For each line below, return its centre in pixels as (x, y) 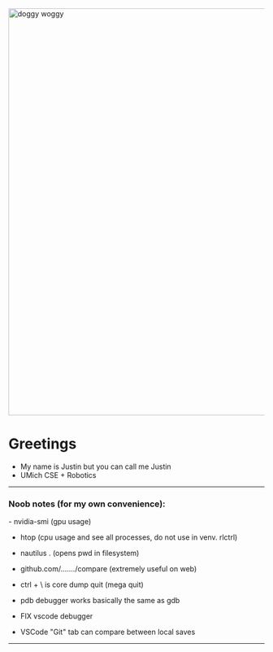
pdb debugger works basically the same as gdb (100, 601)
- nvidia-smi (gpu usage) (50, 522)
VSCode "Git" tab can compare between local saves (108, 632)
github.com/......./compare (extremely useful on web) (108, 569)
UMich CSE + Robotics (58, 475)
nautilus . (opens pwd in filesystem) (80, 554)
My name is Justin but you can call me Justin (96, 466)
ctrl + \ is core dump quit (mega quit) (82, 584)
